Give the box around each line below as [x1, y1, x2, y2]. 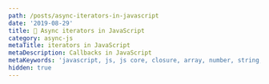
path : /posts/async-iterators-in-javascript [8, 11, 159, 20]
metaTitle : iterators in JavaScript [8, 42, 130, 50]
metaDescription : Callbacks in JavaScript [8, 49, 152, 57]
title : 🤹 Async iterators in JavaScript [8, 26, 146, 34]
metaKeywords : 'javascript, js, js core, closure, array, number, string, [8, 57, 263, 65]
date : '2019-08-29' [8, 19, 74, 27]
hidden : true [8, 64, 52, 72]
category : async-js [8, 34, 74, 42]
